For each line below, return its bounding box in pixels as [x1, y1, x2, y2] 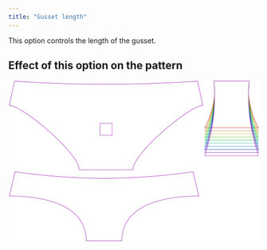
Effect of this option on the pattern [8, 59, 183, 72]
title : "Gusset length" [8, 13, 88, 21]
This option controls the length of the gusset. [8, 36, 157, 45]
